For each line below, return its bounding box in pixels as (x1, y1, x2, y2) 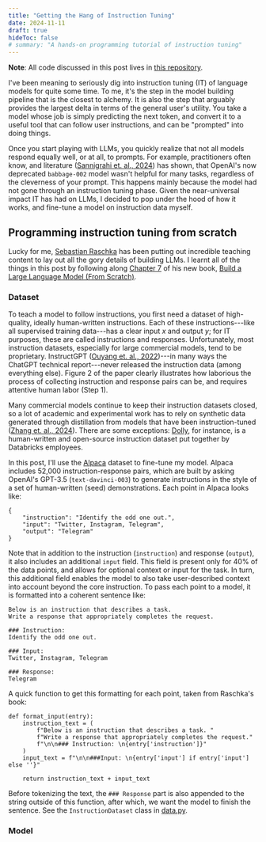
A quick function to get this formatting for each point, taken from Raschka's (8, 689, 255, 699)
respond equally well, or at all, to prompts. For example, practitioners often (8, 152, 252, 162)
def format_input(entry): (8, 713, 93, 721)
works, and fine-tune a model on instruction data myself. (8, 203, 193, 212)
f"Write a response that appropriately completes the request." (36, 734, 253, 741)
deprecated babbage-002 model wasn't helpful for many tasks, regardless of (8, 169, 255, 179)
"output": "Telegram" (22, 528, 93, 536)
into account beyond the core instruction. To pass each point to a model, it (8, 582, 251, 592)
